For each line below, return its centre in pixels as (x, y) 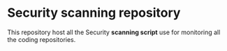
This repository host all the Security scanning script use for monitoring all (114, 32)
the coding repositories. (42, 39)
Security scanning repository (94, 13)
